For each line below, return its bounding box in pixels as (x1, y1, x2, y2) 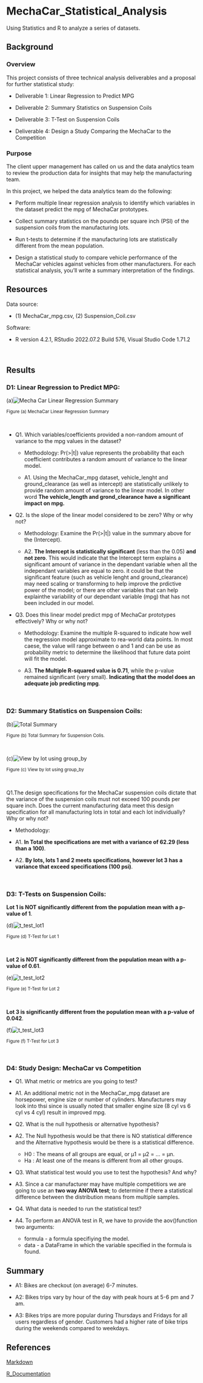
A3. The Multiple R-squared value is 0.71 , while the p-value (24, 667, 175, 674)
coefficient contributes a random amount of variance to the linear (24, 456, 187, 463)
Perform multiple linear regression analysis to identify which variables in (15, 199, 195, 206)
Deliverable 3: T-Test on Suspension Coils (15, 115, 120, 123)
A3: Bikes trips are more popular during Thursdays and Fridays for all (15, 1312, 188, 1319)
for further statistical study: (6, 80, 75, 87)
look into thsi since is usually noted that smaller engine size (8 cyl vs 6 (15, 1103, 191, 1110)
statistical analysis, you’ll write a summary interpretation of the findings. (15, 266, 195, 274)
